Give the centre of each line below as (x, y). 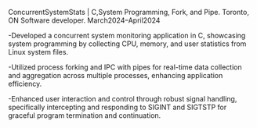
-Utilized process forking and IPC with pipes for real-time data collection (125, 67)
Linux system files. (38, 52)
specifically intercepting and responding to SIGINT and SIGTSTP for (118, 107)
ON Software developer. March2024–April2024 (84, 20)
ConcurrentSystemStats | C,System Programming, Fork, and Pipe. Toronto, (128, 12)
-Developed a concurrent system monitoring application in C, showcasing (127, 36)
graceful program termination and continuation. (85, 116)
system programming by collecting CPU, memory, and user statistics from (127, 44)
